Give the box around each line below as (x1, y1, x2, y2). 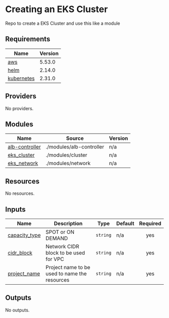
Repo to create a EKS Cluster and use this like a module (5, 20, 120, 26)
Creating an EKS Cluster (5, 4, 108, 15)
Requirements (5, 35, 50, 43)
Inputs (5, 205, 26, 214)
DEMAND (45, 235, 68, 242)
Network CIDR (45, 243, 79, 250)
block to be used (45, 249, 86, 256)
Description (54, 220, 83, 227)
